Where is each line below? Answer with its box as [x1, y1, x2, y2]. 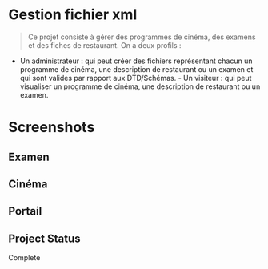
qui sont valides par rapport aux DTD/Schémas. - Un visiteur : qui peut [19, 73, 252, 82]
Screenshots [8, 118, 95, 137]
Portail [8, 204, 42, 218]
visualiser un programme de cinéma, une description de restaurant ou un [19, 82, 261, 91]
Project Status [8, 231, 82, 245]
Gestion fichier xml [8, 6, 138, 24]
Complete [8, 253, 41, 263]
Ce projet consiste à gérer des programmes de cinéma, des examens [27, 32, 256, 42]
